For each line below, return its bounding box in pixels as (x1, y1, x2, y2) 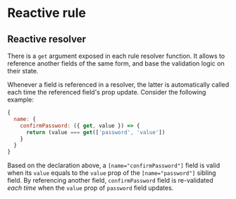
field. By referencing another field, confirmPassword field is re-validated (7, 176, 213, 185)
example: (7, 95, 34, 104)
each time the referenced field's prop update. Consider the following (7, 88, 206, 96)
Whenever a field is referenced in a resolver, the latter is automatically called (7, 80, 230, 89)
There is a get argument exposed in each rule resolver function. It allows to (7, 52, 225, 60)
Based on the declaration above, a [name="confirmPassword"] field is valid (7, 161, 221, 170)
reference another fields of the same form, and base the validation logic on (7, 59, 225, 68)
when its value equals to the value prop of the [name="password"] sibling (7, 169, 216, 177)
